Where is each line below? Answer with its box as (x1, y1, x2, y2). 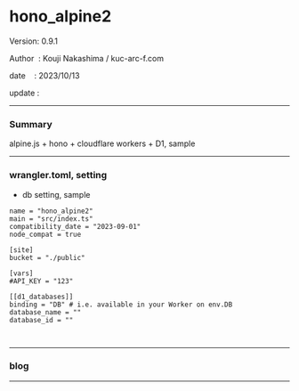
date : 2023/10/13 (9, 69, 80, 81)
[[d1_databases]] (9, 292, 74, 301)
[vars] (9, 269, 34, 278)
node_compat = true (9, 230, 82, 239)
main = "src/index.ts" (9, 214, 93, 224)
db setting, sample (21, 189, 91, 200)
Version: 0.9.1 (9, 36, 59, 46)
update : (9, 87, 40, 98)
